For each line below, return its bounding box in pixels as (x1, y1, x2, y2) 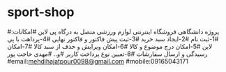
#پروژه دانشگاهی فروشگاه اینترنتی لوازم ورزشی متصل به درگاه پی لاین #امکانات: (7, 27, 220, 36)
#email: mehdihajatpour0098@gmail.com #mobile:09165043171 (7, 57, 188, 65)
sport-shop (7, 4, 75, 20)
